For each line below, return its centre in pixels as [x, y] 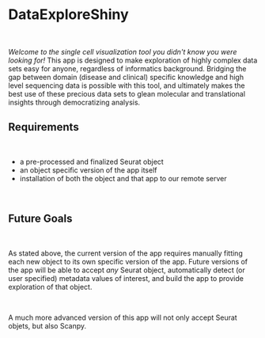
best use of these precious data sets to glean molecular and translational [127, 93]
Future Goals [40, 219]
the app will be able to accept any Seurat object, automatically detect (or [127, 270]
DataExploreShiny [68, 15]
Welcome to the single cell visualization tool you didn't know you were [123, 51]
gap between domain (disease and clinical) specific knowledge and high [126, 77]
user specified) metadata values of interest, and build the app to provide [126, 278]
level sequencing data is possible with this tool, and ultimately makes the [127, 85]
